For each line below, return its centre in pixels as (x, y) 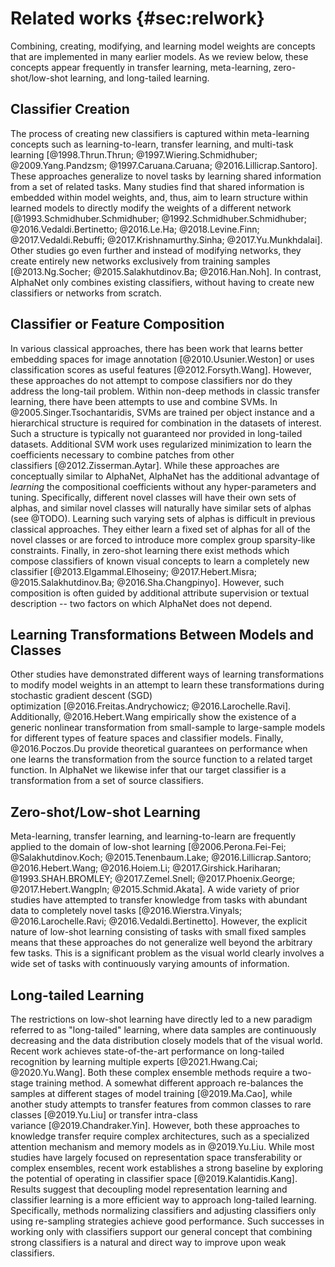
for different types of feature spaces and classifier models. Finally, (147, 738)
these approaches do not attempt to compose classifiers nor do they (151, 380)
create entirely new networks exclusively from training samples (140, 261)
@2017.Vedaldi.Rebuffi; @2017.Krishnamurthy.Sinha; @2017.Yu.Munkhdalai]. (166, 239)
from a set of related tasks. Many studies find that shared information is (157, 186)
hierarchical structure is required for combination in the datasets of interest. (166, 423)
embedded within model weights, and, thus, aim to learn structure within (159, 197)
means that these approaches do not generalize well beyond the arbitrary (161, 943)
